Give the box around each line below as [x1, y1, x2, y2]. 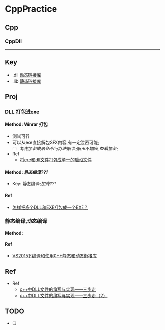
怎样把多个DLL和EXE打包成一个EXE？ [12, 204, 88, 210]
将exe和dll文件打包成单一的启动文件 [19, 157, 92, 163]
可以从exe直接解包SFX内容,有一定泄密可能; [12, 139, 100, 146]
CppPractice [5, 3, 57, 15]
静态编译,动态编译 [5, 217, 48, 224]
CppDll [5, 38, 22, 45]
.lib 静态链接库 [12, 78, 42, 84]
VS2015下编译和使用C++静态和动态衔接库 [12, 253, 97, 259]
